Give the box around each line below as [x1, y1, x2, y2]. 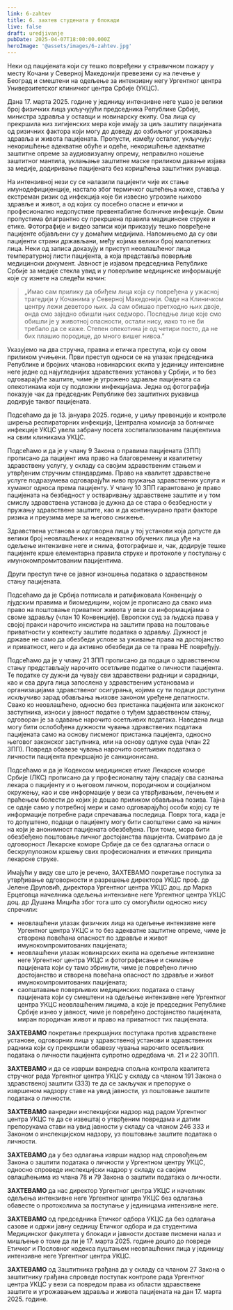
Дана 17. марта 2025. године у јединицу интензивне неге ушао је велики [7, 98, 223, 105]
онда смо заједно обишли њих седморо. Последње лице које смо [24, 310, 222, 318]
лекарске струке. [7, 855, 59, 863]
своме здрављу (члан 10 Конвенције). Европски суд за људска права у [7, 613, 219, 621]
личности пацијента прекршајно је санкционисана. [7, 752, 159, 761]
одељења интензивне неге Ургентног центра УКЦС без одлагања [7, 1194, 203, 1202]
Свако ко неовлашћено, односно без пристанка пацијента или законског [7, 701, 225, 708]
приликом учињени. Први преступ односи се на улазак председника [7, 353, 214, 361]
